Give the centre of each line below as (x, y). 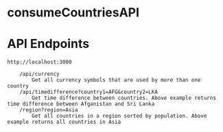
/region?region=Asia (49, 110)
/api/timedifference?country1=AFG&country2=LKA (89, 92)
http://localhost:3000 (39, 62)
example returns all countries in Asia (64, 122)
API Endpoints (48, 44)
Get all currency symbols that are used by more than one (116, 80)
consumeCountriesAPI (73, 13)
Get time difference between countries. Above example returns (124, 98)
